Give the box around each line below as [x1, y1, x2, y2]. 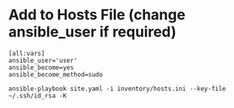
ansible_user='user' [8, 56, 79, 64]
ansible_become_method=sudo [8, 70, 104, 78]
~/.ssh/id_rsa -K [8, 91, 67, 100]
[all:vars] [8, 49, 45, 57]
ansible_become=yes [8, 63, 74, 72]
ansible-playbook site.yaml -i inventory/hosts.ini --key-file [8, 85, 227, 93]
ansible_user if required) [8, 23, 177, 41]
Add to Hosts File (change [8, 6, 186, 24]
